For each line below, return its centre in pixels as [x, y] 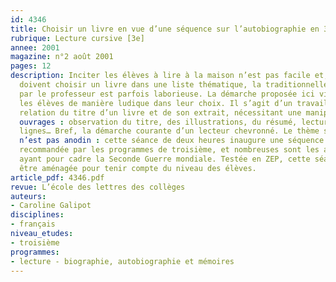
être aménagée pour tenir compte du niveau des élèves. [138, 168]
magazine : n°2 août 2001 [62, 57]
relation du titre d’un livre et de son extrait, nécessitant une [160, 112]
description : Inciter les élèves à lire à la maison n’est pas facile [160, 76]
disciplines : [37, 215]
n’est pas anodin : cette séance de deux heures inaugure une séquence [172, 141]
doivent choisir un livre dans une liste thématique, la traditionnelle [174, 85]
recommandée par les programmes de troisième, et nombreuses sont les [169, 150]
